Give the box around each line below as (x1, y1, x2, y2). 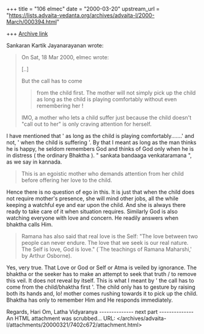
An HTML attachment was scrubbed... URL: (6, 314, 116, 322)
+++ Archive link (6, 30, 48, 37)
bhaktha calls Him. (6, 221, 53, 228)
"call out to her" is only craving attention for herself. (21, 120, 151, 128)
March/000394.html (6, 18, 57, 25)
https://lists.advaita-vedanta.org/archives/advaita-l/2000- (9, 12, 155, 19)
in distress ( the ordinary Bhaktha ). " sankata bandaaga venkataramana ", (6, 152, 192, 159)
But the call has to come (21, 78, 82, 84)
